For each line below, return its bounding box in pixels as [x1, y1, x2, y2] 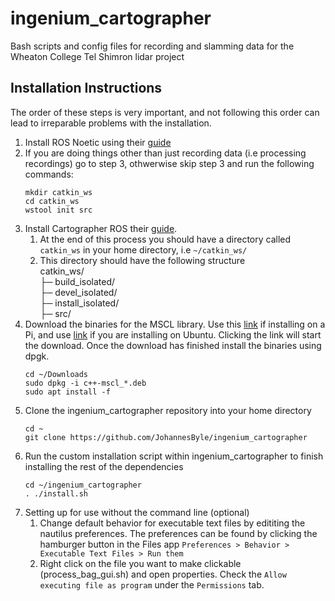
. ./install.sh [24, 488, 89, 499]
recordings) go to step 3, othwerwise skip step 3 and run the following [24, 157, 315, 169]
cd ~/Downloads [24, 369, 89, 379]
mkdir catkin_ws [24, 187, 93, 197]
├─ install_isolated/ [39, 297, 120, 309]
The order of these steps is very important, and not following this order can [10, 106, 320, 118]
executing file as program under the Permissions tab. [39, 578, 265, 591]
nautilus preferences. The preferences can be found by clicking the [39, 527, 318, 539]
